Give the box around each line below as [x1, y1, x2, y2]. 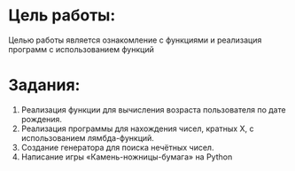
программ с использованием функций [8, 43, 154, 54]
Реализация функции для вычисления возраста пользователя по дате [20, 104, 286, 115]
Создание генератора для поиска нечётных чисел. [20, 142, 214, 152]
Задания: [8, 75, 81, 96]
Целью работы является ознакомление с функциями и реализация [8, 35, 262, 45]
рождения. [20, 113, 63, 124]
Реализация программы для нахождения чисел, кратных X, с [20, 123, 254, 134]
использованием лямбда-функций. [20, 132, 154, 143]
